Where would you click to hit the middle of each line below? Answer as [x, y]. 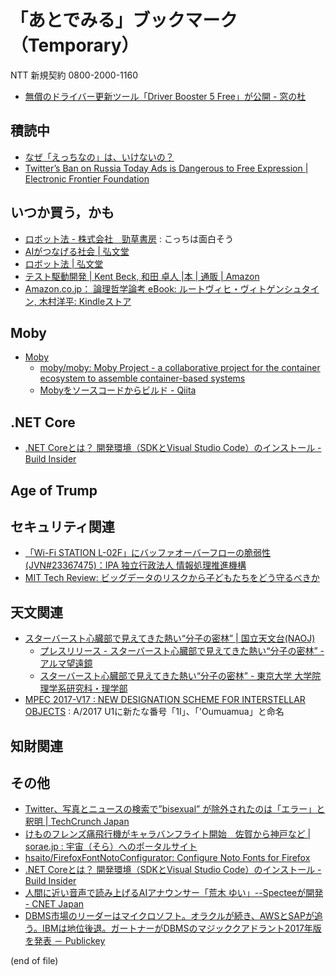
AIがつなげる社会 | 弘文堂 [77, 251]
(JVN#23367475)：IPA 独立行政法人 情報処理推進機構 [135, 565]
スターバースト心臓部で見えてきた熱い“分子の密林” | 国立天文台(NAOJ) [170, 638]
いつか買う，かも [62, 212]
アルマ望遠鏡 [66, 663]
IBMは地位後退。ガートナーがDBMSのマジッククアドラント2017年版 [181, 928]
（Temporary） [75, 45]
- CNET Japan [54, 904]
